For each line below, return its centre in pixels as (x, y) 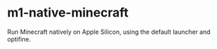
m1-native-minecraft (68, 13)
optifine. (19, 39)
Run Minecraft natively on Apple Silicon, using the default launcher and (109, 32)
